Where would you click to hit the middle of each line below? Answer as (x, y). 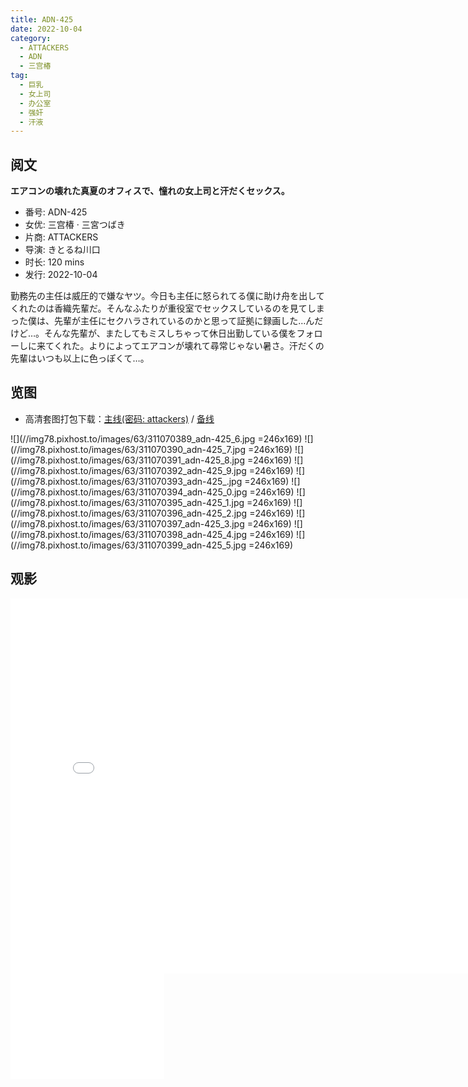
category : (31, 38)
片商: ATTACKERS (61, 237)
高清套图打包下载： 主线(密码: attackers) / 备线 (119, 418)
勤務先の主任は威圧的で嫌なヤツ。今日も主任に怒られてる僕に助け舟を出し (163, 296)
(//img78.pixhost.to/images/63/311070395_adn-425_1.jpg (127, 502)
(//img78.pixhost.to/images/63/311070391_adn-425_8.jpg (128, 460)
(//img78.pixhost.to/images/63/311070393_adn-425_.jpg (126, 481)
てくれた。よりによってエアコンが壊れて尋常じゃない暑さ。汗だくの (184, 346)
